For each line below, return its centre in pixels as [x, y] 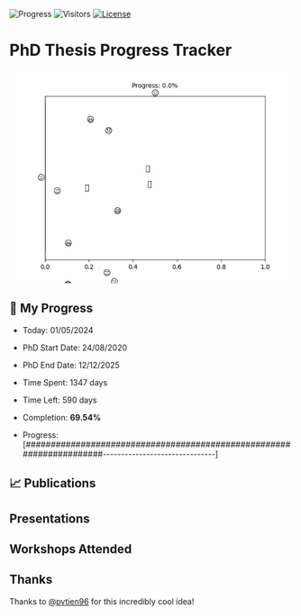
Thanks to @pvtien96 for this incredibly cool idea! [102, 601]
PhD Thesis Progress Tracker [121, 50]
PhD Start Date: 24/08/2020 [75, 348]
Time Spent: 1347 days [65, 382]
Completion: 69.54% [62, 417]
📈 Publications [53, 483]
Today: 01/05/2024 [58, 330]
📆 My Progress [51, 308]
